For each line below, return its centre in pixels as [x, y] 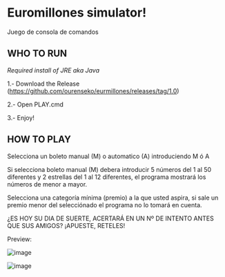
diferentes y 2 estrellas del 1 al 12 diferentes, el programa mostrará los [107, 177]
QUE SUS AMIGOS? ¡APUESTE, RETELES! [66, 225]
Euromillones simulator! [77, 13]
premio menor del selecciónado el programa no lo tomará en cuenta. [105, 204]
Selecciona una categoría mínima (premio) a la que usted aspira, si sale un [113, 198]
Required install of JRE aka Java [53, 70]
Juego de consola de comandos [53, 32]
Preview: [20, 239]
